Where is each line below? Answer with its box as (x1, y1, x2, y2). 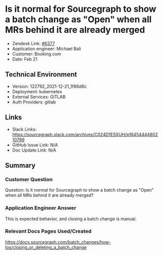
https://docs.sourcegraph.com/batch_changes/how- (5, 239, 111, 245)
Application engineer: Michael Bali (12, 46, 81, 51)
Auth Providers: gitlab (12, 99, 56, 105)
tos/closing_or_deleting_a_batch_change (5, 244, 87, 250)
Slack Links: (12, 126, 37, 132)
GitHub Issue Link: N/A (12, 142, 58, 148)
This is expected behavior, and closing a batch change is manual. (5, 216, 137, 222)
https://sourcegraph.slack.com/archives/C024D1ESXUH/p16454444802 (12, 131, 158, 137)
